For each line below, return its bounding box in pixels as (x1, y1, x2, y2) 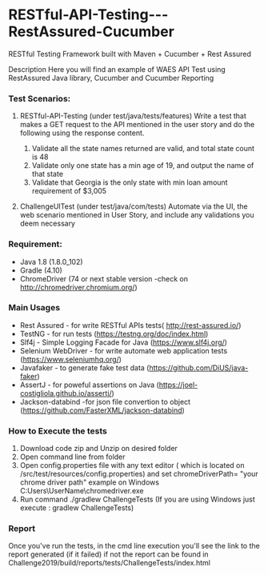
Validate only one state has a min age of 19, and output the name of (31, 161, 254, 170)
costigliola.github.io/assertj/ (19, 388, 112, 397)
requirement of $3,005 (31, 186, 106, 196)
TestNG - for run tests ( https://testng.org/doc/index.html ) (19, 329, 209, 338)
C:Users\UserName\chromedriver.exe (19, 486, 144, 496)
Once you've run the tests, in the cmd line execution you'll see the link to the (8, 541, 260, 551)
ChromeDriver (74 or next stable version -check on (19, 274, 188, 283)
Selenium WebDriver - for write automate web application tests (19, 345, 228, 355)
